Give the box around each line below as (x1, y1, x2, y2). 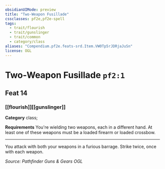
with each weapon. (5, 149, 44, 155)
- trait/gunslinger (9, 30, 50, 35)
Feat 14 (5, 89, 28, 97)
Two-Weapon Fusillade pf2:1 (5, 69, 125, 81)
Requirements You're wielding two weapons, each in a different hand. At (5, 124, 153, 130)
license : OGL (5, 48, 32, 53)
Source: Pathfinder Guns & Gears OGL (5, 158, 83, 165)
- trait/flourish (9, 26, 45, 30)
